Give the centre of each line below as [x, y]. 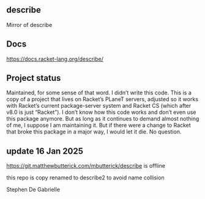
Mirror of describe [29, 24]
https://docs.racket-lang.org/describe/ [55, 59]
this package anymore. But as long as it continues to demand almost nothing [103, 119]
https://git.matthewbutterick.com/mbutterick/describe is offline [86, 166]
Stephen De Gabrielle [33, 190]
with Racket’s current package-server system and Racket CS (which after [99, 106]
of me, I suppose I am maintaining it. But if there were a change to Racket [99, 126]
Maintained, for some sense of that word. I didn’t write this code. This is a [99, 93]
